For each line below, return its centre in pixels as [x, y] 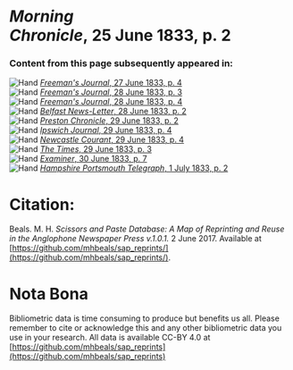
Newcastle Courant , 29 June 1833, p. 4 [112, 139]
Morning [42, 17]
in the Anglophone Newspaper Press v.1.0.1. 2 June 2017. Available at [135, 239]
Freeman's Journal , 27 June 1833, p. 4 [111, 83]
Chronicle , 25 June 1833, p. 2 [120, 35]
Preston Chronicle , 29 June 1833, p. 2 [109, 121]
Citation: [42, 204]
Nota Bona [49, 294]
